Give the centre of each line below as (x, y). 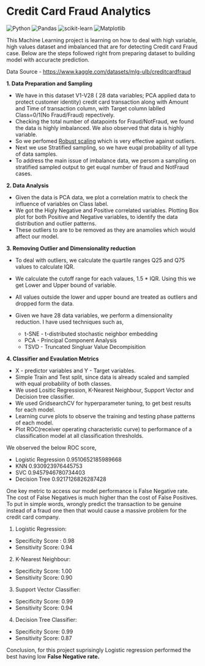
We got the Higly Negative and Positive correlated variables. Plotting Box (107, 210)
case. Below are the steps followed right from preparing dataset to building (101, 53)
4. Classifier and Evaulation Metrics (53, 358)
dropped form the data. (45, 303)
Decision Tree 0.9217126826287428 (61, 479)
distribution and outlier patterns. (56, 223)
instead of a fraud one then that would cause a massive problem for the (96, 510)
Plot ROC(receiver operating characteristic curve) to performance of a (103, 429)
